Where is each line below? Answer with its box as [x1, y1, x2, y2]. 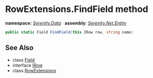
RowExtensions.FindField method [5, 3, 148, 15]
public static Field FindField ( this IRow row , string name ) [5, 29, 134, 34]
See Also [5, 43, 34, 52]
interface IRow [12, 62, 43, 68]
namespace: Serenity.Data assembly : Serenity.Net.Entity [5, 20, 127, 26]
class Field [12, 56, 35, 63]
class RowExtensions [12, 67, 57, 73]
